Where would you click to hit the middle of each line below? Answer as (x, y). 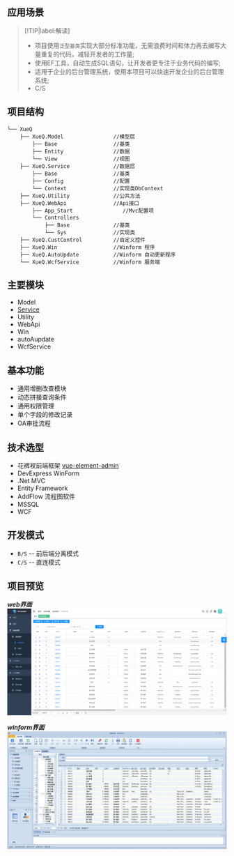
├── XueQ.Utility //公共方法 (80, 196)
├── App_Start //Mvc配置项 (93, 211)
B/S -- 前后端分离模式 (48, 553)
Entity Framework (42, 488)
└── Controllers (56, 217)
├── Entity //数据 (81, 151)
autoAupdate (36, 339)
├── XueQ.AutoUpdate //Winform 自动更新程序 (98, 254)
